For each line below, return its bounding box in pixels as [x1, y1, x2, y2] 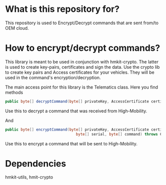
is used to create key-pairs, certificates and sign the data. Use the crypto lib [5, 64, 160, 70]
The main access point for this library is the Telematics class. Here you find [5, 84, 158, 90]
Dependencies [5, 158, 66, 169]
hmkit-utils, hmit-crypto [5, 174, 53, 180]
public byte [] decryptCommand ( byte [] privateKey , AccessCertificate [5, 99, 149, 104]
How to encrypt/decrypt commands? [5, 43, 161, 54]
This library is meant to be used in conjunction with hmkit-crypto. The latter [5, 58, 159, 65]
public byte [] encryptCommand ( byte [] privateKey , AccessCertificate [5, 127, 149, 132]
